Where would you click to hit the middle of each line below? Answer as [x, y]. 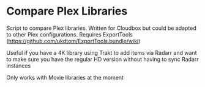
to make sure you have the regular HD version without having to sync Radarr [102, 59]
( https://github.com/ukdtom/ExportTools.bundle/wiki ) [73, 41]
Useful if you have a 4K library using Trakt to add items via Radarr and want [102, 52]
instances [19, 66]
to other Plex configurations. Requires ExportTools [70, 34]
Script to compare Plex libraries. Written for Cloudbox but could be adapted [102, 28]
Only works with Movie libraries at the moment [65, 77]
